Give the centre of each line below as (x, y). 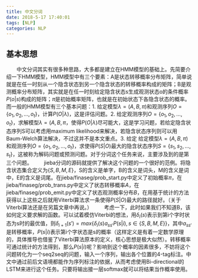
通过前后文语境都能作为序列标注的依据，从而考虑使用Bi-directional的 (100, 261)
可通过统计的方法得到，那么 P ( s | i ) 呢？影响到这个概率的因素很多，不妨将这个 (98, 246)
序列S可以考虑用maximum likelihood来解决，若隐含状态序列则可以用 (94, 131)
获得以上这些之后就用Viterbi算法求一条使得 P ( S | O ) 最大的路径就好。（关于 (94, 200)
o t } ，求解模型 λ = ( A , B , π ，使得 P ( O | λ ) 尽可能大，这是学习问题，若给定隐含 (96, 123)
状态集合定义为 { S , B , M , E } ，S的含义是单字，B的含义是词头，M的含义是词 (100, 170)
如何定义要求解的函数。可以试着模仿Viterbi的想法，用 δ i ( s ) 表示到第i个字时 (95, 216)
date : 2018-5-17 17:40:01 (38, 17)
